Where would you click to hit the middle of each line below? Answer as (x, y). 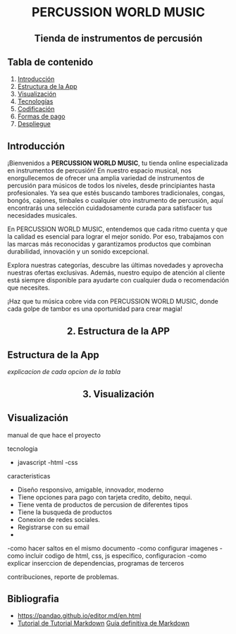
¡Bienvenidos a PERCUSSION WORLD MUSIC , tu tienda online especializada (118, 163)
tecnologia (23, 449)
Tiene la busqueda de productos (65, 512)
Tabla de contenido (50, 62)
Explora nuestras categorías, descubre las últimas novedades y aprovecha (116, 266)
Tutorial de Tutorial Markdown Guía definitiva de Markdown (104, 623)
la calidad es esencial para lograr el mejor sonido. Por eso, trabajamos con (116, 237)
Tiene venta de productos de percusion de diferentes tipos (103, 504)
